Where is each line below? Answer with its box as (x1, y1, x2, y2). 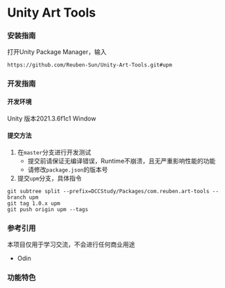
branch (7, 194, 26, 201)
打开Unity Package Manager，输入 (7, 48, 107, 56)
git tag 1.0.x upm (7, 199, 60, 207)
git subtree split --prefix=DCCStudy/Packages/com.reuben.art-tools (7, 188, 210, 195)
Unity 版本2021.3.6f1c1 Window (7, 114, 97, 123)
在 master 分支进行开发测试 (17, 147, 92, 156)
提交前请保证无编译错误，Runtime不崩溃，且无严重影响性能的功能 (27, 156, 216, 165)
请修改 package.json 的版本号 (27, 165, 108, 174)
